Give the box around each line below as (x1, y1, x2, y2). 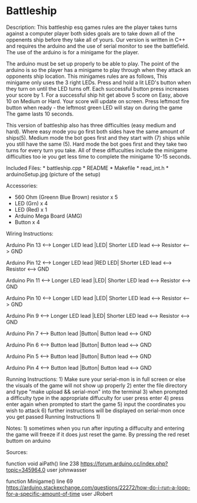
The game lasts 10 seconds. (6, 110, 74, 117)
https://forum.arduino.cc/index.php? (80, 460, 168, 467)
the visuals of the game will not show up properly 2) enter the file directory (6, 382, 188, 389)
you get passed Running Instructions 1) (6, 413, 101, 420)
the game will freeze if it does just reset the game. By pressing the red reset (6, 430, 190, 438)
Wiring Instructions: (6, 230, 54, 237)
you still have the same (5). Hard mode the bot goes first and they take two (6, 140, 188, 147)
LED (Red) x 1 (14, 206, 48, 213)
